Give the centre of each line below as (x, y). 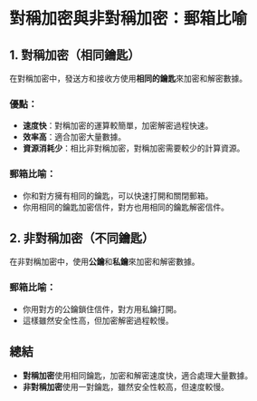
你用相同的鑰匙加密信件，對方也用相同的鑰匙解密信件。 (125, 207)
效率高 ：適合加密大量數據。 (74, 137)
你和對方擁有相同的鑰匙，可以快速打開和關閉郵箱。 (118, 195)
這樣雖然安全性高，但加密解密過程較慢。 (98, 320)
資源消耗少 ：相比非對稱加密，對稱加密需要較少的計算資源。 (133, 148)
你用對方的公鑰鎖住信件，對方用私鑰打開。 (102, 308)
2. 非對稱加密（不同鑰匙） (82, 238)
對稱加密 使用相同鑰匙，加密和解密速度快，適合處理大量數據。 (138, 375)
